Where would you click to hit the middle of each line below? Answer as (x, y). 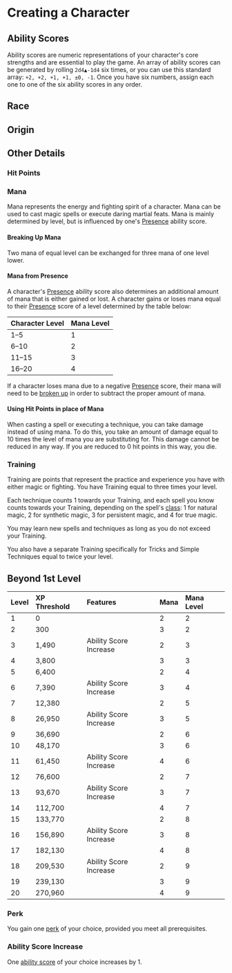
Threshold (53, 606)
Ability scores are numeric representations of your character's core (103, 55)
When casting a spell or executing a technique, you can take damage (105, 424)
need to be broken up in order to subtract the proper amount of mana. (106, 393)
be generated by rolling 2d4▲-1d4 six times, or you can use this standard (109, 70)
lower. (16, 260)
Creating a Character (68, 13)
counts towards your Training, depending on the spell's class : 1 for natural (112, 508)
